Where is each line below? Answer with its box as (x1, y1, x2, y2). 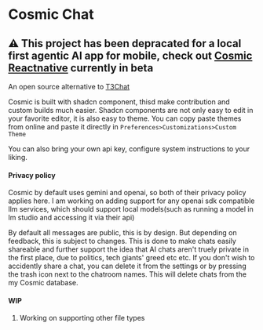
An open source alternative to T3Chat (8, 82, 130, 91)
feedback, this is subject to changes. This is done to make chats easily (8, 237, 237, 246)
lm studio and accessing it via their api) (8, 213, 135, 223)
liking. (8, 153, 27, 161)
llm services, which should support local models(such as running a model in (8, 205, 254, 214)
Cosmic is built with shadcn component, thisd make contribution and (8, 97, 230, 107)
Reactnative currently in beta (8, 61, 154, 74)
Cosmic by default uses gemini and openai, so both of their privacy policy (8, 188, 247, 198)
